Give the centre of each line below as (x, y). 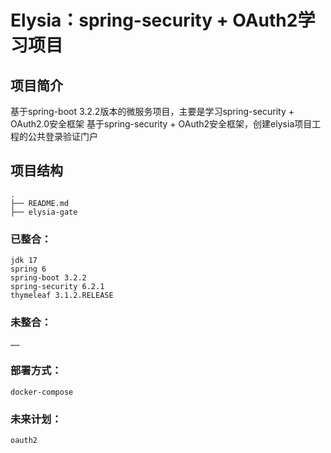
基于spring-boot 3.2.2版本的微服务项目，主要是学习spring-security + (152, 111)
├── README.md (40, 203)
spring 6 (28, 269)
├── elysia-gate (44, 212)
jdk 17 (24, 261)
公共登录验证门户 (62, 136)
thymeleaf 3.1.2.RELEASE (62, 296)
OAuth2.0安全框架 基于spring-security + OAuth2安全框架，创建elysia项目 (161, 124)
